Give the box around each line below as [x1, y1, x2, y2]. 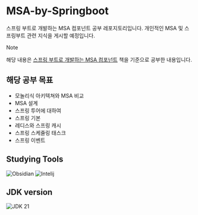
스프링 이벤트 [14, 137, 46, 144]
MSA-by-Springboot [6, 4, 109, 18]
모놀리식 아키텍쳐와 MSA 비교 [14, 92, 84, 99]
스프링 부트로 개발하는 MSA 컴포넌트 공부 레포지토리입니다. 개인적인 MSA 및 [6, 24, 183, 31]
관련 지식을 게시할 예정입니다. [26, 31, 95, 39]
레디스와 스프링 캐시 [14, 122, 61, 129]
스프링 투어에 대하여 [14, 107, 61, 114]
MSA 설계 [14, 99, 38, 106]
